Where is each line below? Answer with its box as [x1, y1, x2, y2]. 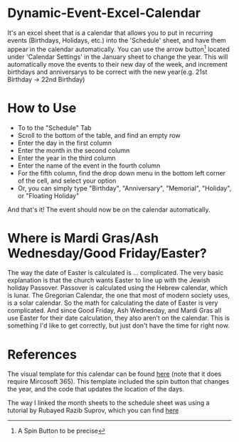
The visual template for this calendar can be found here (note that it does [7, 370, 222, 378]
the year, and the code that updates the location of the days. [7, 385, 185, 394]
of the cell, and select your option [17, 176, 117, 185]
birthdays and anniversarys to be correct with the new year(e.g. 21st [7, 68, 208, 76]
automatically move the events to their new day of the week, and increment [7, 60, 228, 68]
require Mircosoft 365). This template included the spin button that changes [7, 377, 230, 386]
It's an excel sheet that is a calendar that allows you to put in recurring [7, 28, 213, 37]
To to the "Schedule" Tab [17, 123, 92, 132]
